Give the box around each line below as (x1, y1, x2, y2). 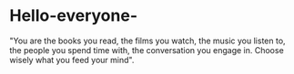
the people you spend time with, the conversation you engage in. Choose (9, 44, 284, 55)
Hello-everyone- (9, 5, 138, 26)
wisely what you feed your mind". (9, 54, 135, 65)
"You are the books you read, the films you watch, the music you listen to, (9, 35, 286, 46)
